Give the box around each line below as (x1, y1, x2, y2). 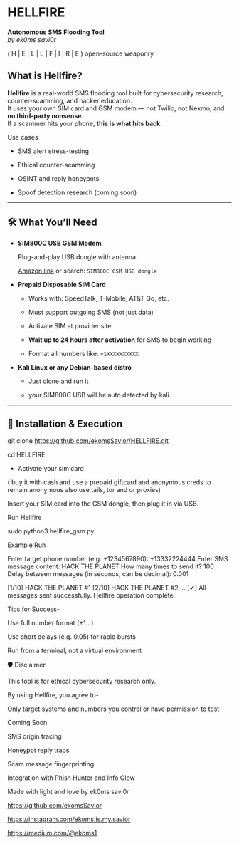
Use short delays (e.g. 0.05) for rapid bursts (7, 632, 137, 641)
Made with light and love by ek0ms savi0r (7, 788, 129, 796)
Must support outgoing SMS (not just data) (28, 308, 154, 316)
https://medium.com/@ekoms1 (7, 829, 97, 838)
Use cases (7, 132, 38, 141)
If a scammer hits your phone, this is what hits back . (7, 119, 162, 127)
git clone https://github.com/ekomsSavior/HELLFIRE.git (7, 437, 169, 445)
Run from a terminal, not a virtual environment (7, 646, 142, 655)
